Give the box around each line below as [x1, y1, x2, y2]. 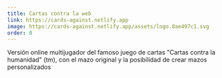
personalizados [7, 63, 51, 71]
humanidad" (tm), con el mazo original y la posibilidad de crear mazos [7, 56, 207, 64]
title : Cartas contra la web [7, 10, 92, 17]
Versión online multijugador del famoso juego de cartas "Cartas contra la [7, 48, 216, 57]
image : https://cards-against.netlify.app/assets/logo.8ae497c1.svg [7, 23, 210, 30]
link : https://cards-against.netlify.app [7, 17, 129, 23]
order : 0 [7, 29, 33, 37]
